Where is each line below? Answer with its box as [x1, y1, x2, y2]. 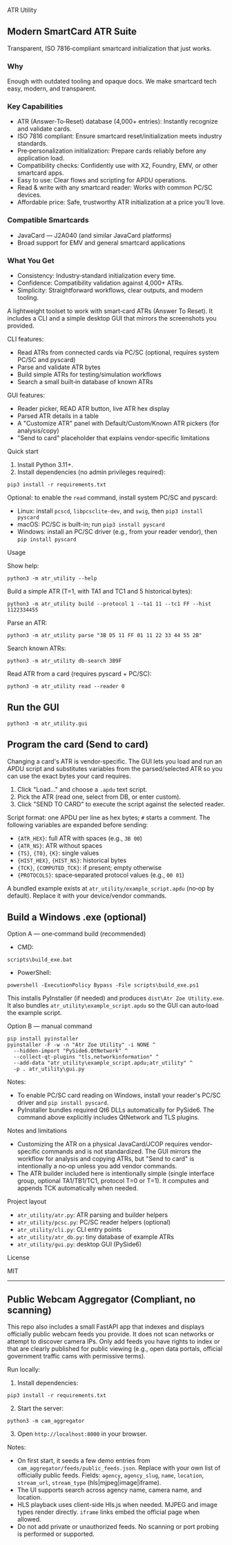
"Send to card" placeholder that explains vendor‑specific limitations [17, 434, 210, 442]
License [7, 1253, 30, 1262]
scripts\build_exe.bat [7, 956, 72, 963]
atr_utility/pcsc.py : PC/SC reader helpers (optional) [17, 1218, 171, 1226]
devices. [17, 191, 42, 199]
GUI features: [7, 391, 45, 399]
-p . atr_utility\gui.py [13, 1065, 85, 1073]
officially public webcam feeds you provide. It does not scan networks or [7, 1330, 215, 1338]
